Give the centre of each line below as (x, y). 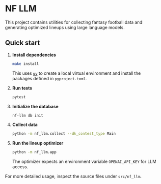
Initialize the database (35, 106)
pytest (19, 97)
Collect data (25, 125)
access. (20, 167)
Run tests (22, 88)
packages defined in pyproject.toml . (50, 78)
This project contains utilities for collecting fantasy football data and (74, 22)
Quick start (23, 43)
